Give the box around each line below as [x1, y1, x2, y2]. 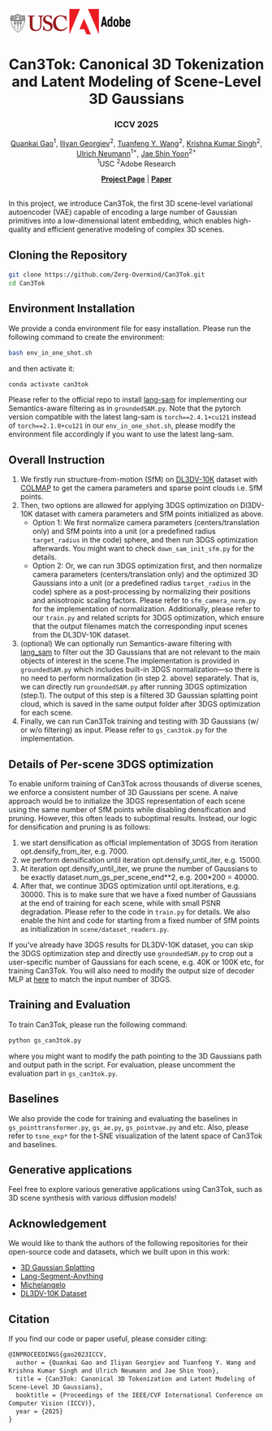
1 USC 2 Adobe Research [97, 157, 176, 168]
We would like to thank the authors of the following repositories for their [8, 1238, 248, 1248]
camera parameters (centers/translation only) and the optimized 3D [32, 570, 258, 580]
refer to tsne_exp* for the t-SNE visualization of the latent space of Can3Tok [8, 1131, 262, 1141]
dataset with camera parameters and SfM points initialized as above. [34, 509, 264, 519]
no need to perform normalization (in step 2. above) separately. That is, [19, 673, 259, 683]
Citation [8, 1312, 50, 1326]
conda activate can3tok [8, 380, 89, 389]
